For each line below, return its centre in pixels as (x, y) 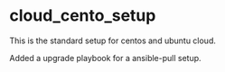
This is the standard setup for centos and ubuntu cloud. (113, 40)
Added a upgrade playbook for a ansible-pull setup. (105, 58)
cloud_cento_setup (83, 16)
